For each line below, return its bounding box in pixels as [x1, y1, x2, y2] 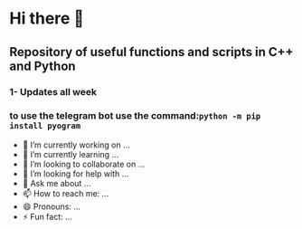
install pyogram [9, 121, 81, 131]
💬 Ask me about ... [22, 177, 91, 188]
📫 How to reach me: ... [22, 187, 109, 198]
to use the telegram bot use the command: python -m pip [9, 110, 261, 122]
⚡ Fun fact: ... [22, 211, 72, 222]
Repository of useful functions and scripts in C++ [9, 44, 294, 60]
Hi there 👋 [9, 8, 84, 29]
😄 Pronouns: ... [22, 201, 81, 212]
